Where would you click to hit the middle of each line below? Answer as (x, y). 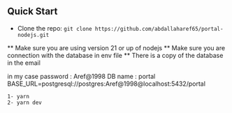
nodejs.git (33, 35)
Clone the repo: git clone (55, 28)
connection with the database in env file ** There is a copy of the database (115, 55)
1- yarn (19, 96)
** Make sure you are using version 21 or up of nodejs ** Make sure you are (116, 47)
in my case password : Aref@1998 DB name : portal (81, 76)
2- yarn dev (24, 103)
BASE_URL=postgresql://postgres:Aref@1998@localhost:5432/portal (107, 84)
